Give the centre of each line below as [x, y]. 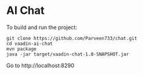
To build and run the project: [42, 27]
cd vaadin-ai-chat [30, 44]
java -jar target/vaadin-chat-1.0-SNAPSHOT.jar [68, 54]
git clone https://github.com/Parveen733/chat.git [72, 38]
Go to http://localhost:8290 [40, 65]
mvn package [21, 49]
